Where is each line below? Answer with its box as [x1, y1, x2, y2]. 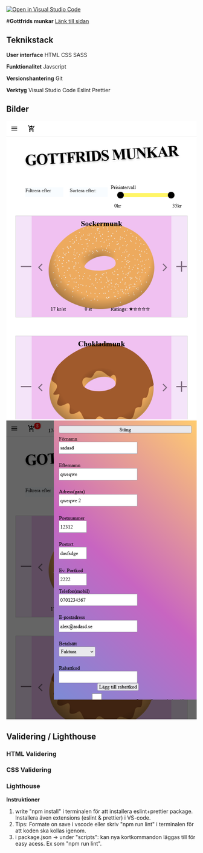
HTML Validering [6, 749, 57, 758]
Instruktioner [6, 795, 40, 803]
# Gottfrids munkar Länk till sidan [6, 18, 89, 24]
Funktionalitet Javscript [6, 62, 66, 70]
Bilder [6, 104, 29, 115]
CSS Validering [6, 766, 51, 774]
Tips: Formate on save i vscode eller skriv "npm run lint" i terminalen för [14, 820, 195, 828]
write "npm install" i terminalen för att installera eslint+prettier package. [14, 807, 193, 815]
